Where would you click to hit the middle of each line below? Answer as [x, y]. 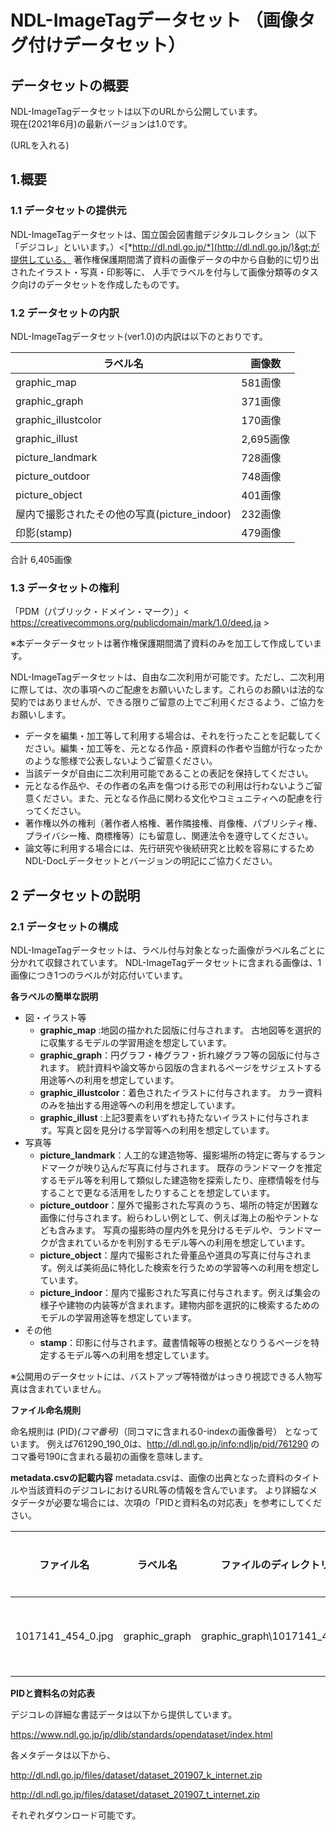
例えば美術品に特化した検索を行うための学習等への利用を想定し [188, 1267]
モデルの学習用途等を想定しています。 [118, 1317]
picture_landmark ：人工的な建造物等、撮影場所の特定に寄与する [173, 1155]
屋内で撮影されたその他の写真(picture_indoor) [123, 514]
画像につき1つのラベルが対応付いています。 [99, 975]
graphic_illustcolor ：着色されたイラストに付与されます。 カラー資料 [181, 1092]
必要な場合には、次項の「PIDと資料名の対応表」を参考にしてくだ [187, 1502]
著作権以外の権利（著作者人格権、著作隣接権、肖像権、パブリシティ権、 [173, 823]
